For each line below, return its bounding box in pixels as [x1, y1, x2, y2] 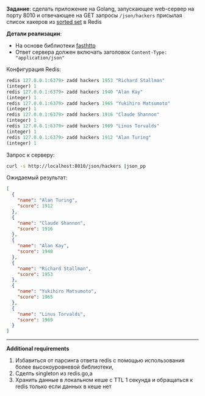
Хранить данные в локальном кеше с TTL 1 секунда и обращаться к [15, 376, 193, 384]
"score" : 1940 [17, 248, 53, 255]
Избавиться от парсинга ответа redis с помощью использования [15, 357, 185, 364]
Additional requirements [6, 345, 70, 353]
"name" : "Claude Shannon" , [17, 220, 86, 226]
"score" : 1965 [17, 294, 53, 300]
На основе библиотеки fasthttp [15, 42, 96, 49]
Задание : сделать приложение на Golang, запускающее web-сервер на [6, 6, 195, 12]
